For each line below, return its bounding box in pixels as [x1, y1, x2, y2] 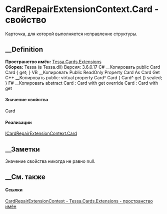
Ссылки [5, 186, 23, 192]
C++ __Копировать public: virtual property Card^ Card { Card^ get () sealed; [5, 74, 162, 81]
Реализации [5, 119, 32, 125]
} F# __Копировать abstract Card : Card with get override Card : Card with [5, 80, 158, 86]
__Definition [5, 45, 43, 54]
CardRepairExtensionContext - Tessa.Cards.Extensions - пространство [5, 198, 153, 204]
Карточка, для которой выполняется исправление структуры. [5, 31, 137, 37]
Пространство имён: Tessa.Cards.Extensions [5, 59, 101, 65]
